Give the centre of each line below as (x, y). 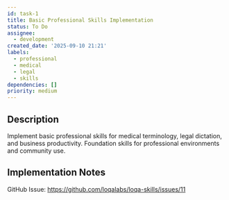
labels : (18, 53)
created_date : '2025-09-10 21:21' (57, 46)
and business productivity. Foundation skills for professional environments (113, 143)
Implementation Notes (57, 173)
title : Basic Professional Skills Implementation (80, 20)
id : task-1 (23, 14)
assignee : (22, 33)
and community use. (36, 151)
